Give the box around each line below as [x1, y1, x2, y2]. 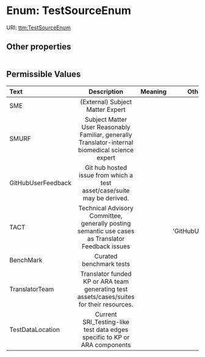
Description [88, 87, 124, 95]
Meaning [140, 87, 167, 95]
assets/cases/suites [77, 292, 135, 301]
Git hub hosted [84, 163, 127, 172]
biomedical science [78, 145, 134, 154]
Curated [94, 252, 118, 260]
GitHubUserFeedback [9, 178, 72, 187]
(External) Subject [80, 97, 132, 106]
